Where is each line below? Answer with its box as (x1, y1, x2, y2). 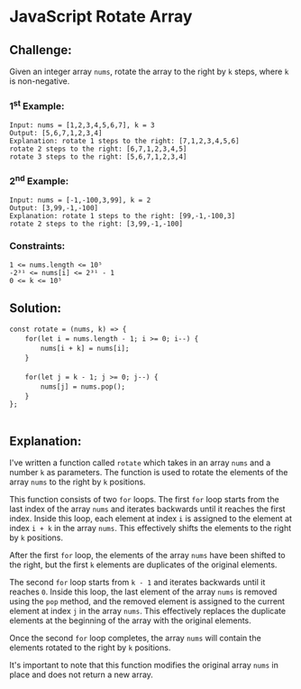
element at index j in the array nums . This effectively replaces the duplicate (9, 606, 287, 617)
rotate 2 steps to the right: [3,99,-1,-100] (9, 219, 183, 228)
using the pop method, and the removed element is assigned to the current (9, 596, 286, 607)
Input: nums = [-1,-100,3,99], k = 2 (9, 196, 151, 205)
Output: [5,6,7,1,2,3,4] (9, 128, 103, 137)
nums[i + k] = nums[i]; (40, 344, 130, 353)
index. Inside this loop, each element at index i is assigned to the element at (9, 513, 293, 524)
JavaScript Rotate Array (9, 6, 193, 27)
